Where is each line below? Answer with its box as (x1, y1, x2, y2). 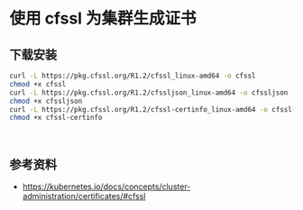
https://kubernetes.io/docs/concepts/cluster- (22, 181, 191, 192)
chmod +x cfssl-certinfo (9, 114, 103, 123)
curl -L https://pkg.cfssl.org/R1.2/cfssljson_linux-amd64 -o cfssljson (9, 87, 289, 97)
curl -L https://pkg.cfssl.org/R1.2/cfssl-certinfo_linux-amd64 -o (9, 105, 269, 114)
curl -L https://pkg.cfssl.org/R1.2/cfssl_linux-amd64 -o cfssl (9, 71, 256, 80)
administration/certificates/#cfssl (22, 191, 146, 202)
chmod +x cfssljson (9, 96, 83, 105)
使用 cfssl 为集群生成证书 (9, 8, 197, 29)
